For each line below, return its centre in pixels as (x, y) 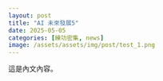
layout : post (30, 15)
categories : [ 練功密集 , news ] (56, 38)
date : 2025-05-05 (37, 30)
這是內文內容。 (33, 69)
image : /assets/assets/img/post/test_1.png (82, 45)
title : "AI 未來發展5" (44, 23)
